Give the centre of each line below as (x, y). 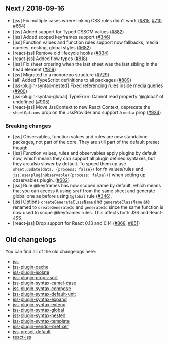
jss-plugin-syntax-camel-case (44, 283)
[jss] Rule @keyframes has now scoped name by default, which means (87, 186)
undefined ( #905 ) (31, 102)
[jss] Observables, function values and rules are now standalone (80, 137)
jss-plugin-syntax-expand (40, 299)
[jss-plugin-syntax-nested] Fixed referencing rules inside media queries (88, 85)
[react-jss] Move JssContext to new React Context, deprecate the (81, 107)
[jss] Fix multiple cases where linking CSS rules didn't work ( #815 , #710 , (88, 20)
